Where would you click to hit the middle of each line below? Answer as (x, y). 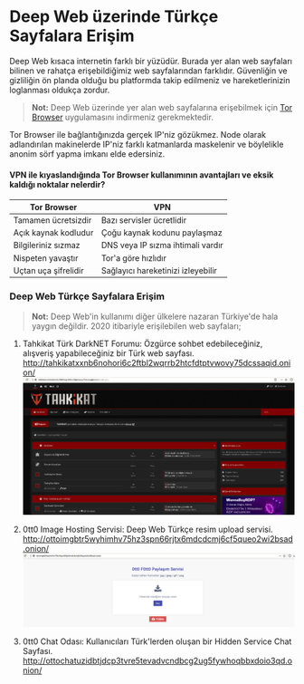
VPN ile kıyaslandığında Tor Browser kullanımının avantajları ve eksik (142, 175)
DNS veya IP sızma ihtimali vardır (162, 246)
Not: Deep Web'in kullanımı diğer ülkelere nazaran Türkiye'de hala (155, 316)
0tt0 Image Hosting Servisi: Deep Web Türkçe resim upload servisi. (147, 530)
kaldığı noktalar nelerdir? (57, 184)
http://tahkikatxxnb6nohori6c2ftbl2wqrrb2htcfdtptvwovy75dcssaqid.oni (157, 362)
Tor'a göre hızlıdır (134, 258)
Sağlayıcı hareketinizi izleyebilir (159, 270)
